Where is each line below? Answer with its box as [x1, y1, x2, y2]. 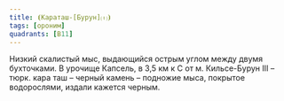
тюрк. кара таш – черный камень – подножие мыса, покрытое [9, 73, 246, 83]
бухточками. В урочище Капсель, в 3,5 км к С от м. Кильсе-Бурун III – [9, 63, 275, 74]
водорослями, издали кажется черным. [9, 82, 161, 93]
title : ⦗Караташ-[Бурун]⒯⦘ [9, 12, 112, 22]
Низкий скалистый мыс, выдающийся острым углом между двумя [9, 54, 264, 65]
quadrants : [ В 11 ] [9, 29, 74, 38]
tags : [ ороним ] [9, 21, 66, 30]
